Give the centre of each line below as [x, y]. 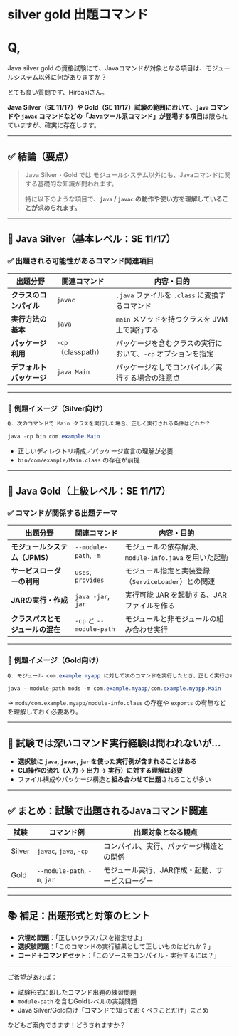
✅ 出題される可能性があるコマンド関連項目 [81, 261]
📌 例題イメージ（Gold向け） [55, 660]
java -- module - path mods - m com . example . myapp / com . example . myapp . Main [114, 688]
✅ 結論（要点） [41, 156]
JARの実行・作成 [39, 601]
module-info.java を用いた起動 [176, 558]
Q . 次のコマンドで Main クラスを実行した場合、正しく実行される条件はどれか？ [109, 423]
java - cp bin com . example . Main [54, 436]
